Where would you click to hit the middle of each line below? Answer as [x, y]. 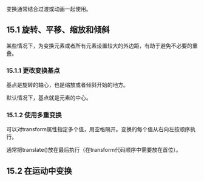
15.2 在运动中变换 [39, 171]
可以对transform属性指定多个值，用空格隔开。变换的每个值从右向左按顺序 [98, 129]
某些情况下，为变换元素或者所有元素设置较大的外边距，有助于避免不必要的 [99, 46]
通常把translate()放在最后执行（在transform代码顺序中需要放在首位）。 [94, 150]
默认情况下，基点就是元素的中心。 [49, 98]
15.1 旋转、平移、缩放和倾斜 [58, 30]
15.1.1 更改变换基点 [33, 70]
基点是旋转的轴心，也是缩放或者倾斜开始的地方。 [67, 85]
